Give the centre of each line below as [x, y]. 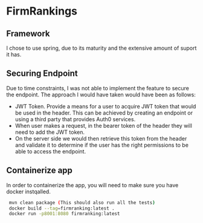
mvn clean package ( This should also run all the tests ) [82, 202]
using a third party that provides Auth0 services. [75, 119]
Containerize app [39, 171]
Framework [28, 34]
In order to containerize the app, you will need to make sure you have [92, 185]
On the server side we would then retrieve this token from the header [101, 138]
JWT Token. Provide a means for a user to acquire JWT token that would [105, 106]
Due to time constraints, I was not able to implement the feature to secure [98, 88]
